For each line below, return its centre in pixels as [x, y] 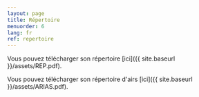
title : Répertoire [34, 20]
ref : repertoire [30, 39]
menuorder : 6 [26, 26]
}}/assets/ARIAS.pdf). [38, 87]
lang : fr [20, 33]
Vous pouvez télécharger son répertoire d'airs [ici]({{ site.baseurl [100, 79]
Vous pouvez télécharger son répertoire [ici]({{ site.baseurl [91, 58]
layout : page [26, 13]
